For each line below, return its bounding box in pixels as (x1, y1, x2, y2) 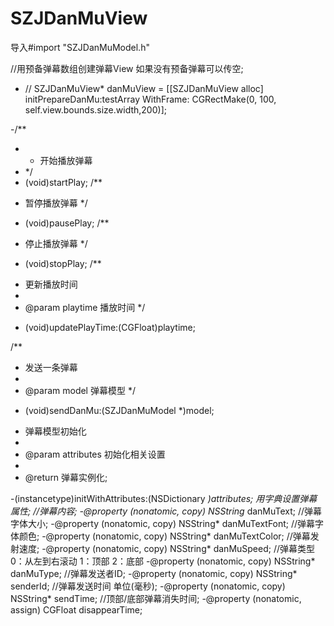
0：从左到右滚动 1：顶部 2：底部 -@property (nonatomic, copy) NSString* (10, 555, 316, 567)
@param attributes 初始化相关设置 (24, 448, 166, 460)
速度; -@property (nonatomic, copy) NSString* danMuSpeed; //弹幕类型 (18, 542, 316, 554)
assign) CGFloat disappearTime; (10, 603, 143, 616)
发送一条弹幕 (24, 361, 78, 373)
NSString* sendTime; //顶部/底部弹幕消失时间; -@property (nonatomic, (10, 592, 302, 604)
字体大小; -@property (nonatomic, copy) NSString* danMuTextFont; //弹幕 (10, 517, 316, 529)
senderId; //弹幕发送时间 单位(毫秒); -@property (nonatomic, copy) (10, 580, 286, 592)
